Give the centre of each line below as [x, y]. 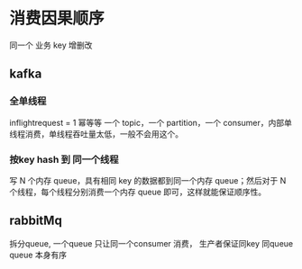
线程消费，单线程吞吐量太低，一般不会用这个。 [96, 134]
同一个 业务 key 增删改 [51, 45]
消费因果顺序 [57, 18]
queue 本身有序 [38, 255]
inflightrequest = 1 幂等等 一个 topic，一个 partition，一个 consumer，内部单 [151, 122]
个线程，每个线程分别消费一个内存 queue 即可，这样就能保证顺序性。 [138, 192]
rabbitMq [36, 221]
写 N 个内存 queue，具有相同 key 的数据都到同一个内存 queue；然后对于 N [148, 180]
